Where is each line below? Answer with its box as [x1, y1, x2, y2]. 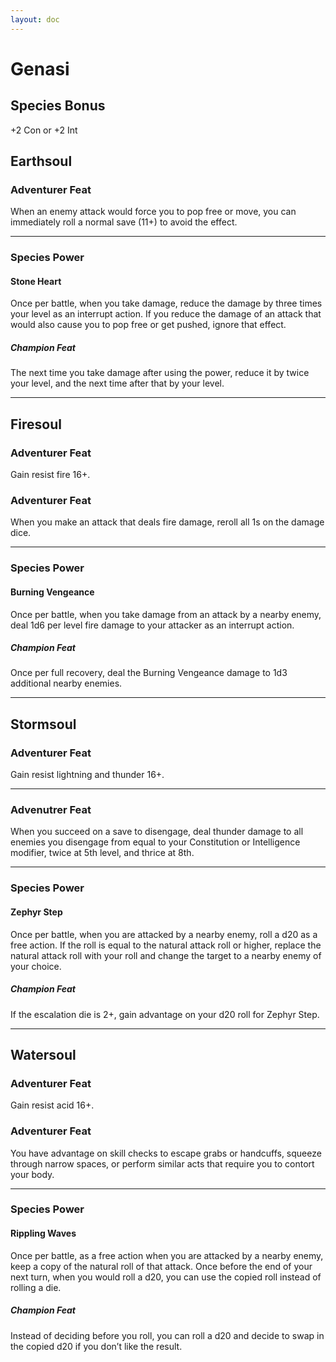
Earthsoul [10, 153, 73, 170]
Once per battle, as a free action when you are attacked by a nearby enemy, [10, 1249, 324, 1261]
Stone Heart [10, 275, 62, 287]
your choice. [10, 960, 62, 972]
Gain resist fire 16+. [10, 469, 91, 481]
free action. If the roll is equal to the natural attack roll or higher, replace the [10, 939, 322, 951]
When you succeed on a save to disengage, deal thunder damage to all [10, 826, 304, 838]
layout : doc [10, 14, 60, 25]
